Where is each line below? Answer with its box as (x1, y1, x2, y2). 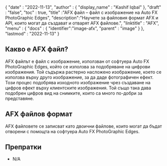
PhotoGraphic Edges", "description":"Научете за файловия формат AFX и (5, 15, 159, 20)
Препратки (5, 143, 42, 152)
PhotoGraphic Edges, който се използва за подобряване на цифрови (5, 63, 151, 69)
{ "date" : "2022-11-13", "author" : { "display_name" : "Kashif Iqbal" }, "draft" (5, 4, 162, 10)
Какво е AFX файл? (5, 45, 68, 54)
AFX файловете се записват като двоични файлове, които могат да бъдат (5, 123, 162, 129)
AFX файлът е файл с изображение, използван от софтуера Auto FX (5, 58, 150, 64)
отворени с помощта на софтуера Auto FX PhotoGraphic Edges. (5, 128, 140, 134)
